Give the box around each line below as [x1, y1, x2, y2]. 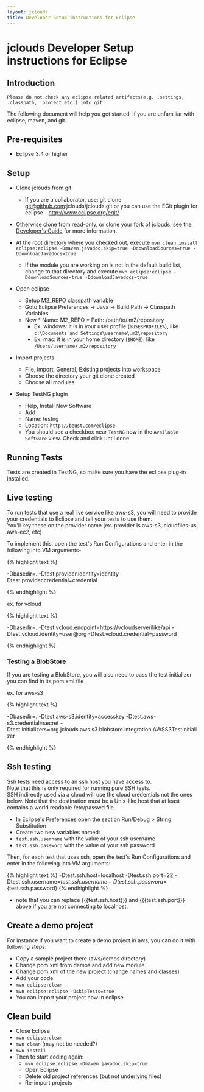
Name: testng [24, 415, 59, 423]
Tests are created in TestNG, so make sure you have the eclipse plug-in [7, 468, 186, 476]
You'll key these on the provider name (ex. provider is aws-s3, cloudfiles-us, [7, 521, 199, 529]
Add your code [15, 974, 54, 981]
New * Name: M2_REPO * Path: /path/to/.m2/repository [24, 316, 164, 323]
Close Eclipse [15, 1027, 51, 1035]
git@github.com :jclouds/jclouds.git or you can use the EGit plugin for [24, 202, 198, 210]
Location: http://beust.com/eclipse [24, 421, 116, 429]
